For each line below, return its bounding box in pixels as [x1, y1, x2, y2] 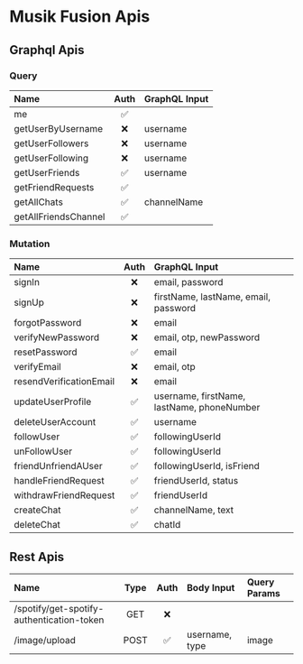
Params [246, 586, 281, 599]
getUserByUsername [14, 122, 104, 134]
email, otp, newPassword [153, 331, 261, 344]
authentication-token [14, 613, 105, 626]
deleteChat [14, 519, 61, 531]
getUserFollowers [14, 137, 89, 150]
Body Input [186, 581, 235, 594]
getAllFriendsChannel [14, 210, 106, 223]
